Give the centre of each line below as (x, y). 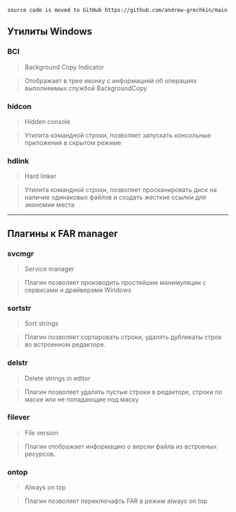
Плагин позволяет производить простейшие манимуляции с (115, 282)
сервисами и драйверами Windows (78, 290)
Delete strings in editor (57, 378)
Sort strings (41, 324)
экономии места (50, 205)
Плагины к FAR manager (63, 233)
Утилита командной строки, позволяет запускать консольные (118, 135)
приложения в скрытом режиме (73, 142)
